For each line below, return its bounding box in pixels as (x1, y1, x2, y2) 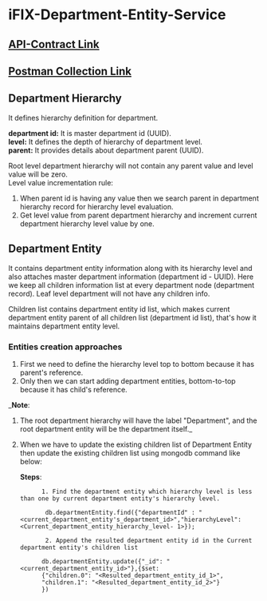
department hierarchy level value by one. (19, 218, 155, 229)
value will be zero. (8, 169, 68, 179)
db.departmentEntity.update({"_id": (41, 557, 163, 565)
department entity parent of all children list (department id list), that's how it (8, 312, 257, 322)
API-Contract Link (8, 38, 100, 51)
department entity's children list (19, 543, 139, 551)
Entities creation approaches (8, 341, 123, 352)
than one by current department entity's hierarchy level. (19, 494, 221, 503)
